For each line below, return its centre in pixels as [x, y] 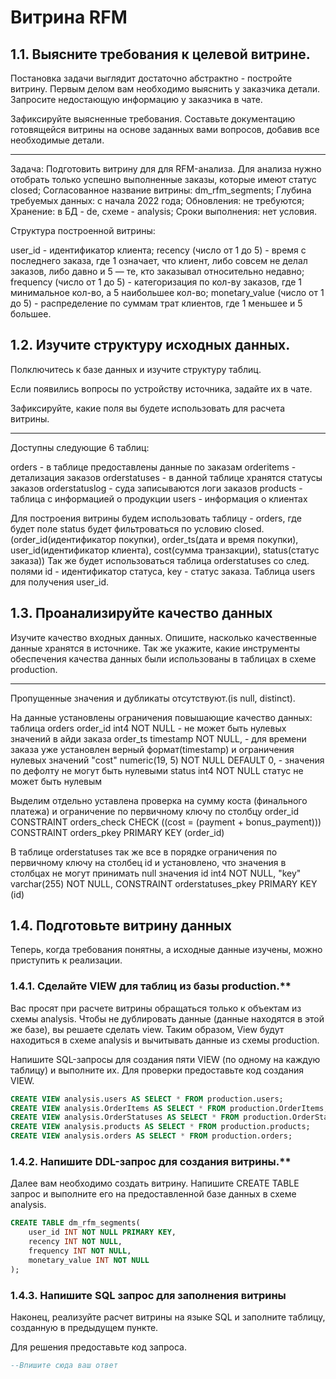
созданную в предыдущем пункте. [84, 1327]
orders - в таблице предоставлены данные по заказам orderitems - [153, 467]
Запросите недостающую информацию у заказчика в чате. [136, 99]
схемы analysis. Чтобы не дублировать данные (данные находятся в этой [167, 1018]
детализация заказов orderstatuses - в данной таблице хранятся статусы [166, 477]
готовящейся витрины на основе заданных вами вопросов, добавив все [165, 129]
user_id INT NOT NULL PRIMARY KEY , [102, 1232]
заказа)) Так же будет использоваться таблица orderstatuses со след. [160, 560]
